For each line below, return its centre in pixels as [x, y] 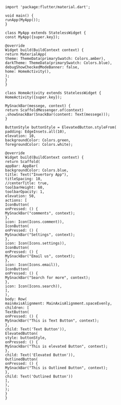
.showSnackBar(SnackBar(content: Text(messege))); [58, 114]
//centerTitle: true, [27, 183]
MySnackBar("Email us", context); [40, 256]
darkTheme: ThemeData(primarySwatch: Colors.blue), [59, 63]
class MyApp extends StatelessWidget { [46, 33]
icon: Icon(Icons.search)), [34, 286]
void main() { [20, 16]
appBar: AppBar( [21, 166]
